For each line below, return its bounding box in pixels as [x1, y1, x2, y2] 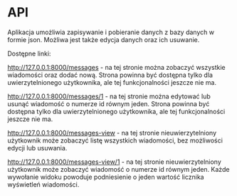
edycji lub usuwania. [7, 143, 68, 152]
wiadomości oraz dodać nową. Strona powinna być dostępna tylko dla [7, 71, 214, 79]
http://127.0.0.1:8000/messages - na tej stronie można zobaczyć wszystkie [7, 63, 226, 71]
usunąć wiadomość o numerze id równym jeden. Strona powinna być [7, 99, 210, 108]
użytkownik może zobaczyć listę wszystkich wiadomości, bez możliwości [7, 136, 223, 145]
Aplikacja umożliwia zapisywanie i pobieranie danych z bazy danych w [7, 28, 215, 36]
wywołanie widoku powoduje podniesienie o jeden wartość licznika [7, 172, 204, 181]
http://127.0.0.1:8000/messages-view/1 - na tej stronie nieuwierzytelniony [7, 158, 222, 166]
